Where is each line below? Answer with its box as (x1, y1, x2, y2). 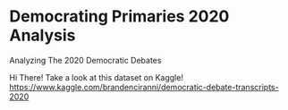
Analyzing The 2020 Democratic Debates (9, 55, 162, 65)
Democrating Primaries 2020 (9, 6, 230, 27)
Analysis (9, 25, 76, 46)
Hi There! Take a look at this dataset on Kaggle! (9, 72, 183, 82)
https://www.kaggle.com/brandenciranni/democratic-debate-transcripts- (9, 81, 279, 92)
